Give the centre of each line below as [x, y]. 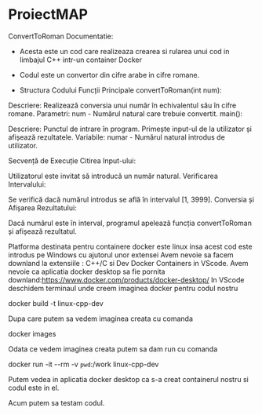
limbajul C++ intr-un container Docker [81, 60]
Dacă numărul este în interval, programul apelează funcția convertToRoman [130, 223]
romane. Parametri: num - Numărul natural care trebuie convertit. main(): [126, 113]
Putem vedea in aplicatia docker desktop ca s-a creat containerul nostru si [128, 379]
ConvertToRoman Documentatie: [61, 36]
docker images [32, 333]
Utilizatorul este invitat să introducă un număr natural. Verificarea [113, 176]
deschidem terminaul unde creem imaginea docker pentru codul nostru [123, 288]
